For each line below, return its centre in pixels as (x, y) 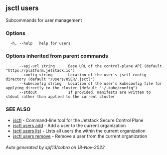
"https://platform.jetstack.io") (40, 71)
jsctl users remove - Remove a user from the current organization (80, 136)
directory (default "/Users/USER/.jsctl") (50, 79)
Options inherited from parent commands (57, 56)
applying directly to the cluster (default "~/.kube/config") (72, 88)
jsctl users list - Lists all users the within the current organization (79, 131)
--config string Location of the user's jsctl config (83, 75)
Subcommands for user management (44, 20)
